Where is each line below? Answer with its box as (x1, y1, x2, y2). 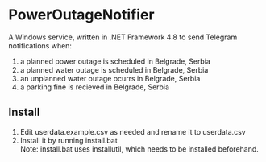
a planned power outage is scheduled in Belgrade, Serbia (19, 56, 211, 66)
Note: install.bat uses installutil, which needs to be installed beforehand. (19, 143, 260, 154)
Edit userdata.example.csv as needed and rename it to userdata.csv (19, 127, 246, 136)
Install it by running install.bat (19, 135, 118, 145)
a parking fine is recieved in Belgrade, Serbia (19, 82, 170, 92)
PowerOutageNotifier (8, 6, 155, 24)
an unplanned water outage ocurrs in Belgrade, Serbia (19, 73, 201, 83)
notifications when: (8, 40, 73, 50)
